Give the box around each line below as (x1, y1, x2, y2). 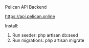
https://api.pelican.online (5, 14, 55, 19)
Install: (5, 23, 19, 29)
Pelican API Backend (5, 4, 47, 10)
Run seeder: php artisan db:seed (12, 32, 78, 38)
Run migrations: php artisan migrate (12, 37, 85, 43)
